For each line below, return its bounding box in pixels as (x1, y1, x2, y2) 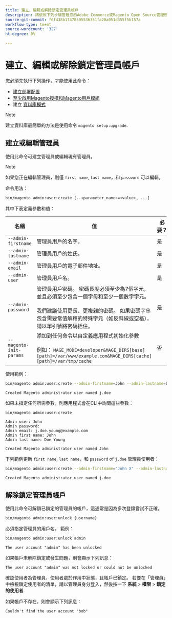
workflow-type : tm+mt (5, 22, 52, 27)
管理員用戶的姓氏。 (36, 250, 83, 257)
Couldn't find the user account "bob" (5, 608, 88, 614)
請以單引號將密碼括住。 (36, 322, 93, 329)
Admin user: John (5, 419, 42, 424)
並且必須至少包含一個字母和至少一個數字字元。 (36, 293, 149, 300)
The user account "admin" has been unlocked (5, 545, 102, 550)
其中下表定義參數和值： (5, 205, 55, 211)
